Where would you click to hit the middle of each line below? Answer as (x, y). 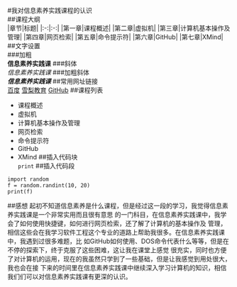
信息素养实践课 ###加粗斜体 (49, 72)
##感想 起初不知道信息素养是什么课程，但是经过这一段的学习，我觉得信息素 (118, 206)
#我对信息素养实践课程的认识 (50, 10)
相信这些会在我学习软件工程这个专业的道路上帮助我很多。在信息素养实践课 (116, 232)
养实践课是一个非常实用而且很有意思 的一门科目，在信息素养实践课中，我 (114, 214)
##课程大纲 (24, 19)
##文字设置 (24, 46)
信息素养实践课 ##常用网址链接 (53, 81)
